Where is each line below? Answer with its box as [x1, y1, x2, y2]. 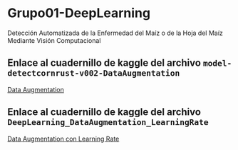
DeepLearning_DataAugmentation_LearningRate [7, 117, 209, 128]
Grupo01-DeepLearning [7, 5, 151, 21]
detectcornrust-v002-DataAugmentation [7, 68, 180, 79]
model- [202, 59, 232, 69]
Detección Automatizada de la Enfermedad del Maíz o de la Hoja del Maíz [7, 29, 223, 37]
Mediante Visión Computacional [7, 36, 101, 44]
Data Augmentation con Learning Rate [7, 134, 120, 143]
